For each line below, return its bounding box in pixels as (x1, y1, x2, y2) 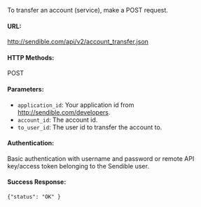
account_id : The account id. (17, 115, 98, 124)
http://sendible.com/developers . (17, 108, 111, 116)
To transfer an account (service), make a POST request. (7, 6, 168, 14)
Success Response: (7, 178, 67, 186)
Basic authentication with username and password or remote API (7, 154, 195, 163)
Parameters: (7, 85, 44, 93)
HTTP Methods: (7, 53, 55, 62)
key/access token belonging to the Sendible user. (7, 162, 149, 170)
